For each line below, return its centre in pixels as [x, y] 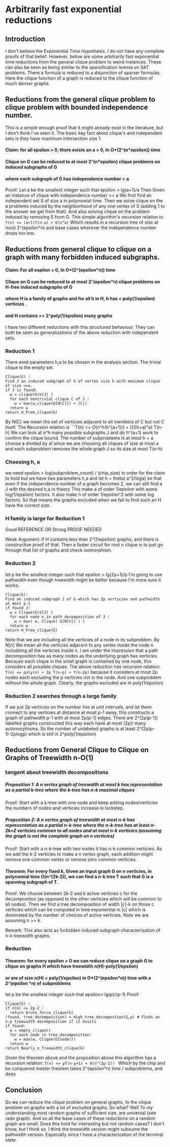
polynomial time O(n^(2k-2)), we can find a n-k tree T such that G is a [79, 876]
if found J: [18, 608]
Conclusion [24, 1090]
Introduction [25, 39]
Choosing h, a [23, 462]
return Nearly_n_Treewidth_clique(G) [45, 1048]
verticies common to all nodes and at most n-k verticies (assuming [89, 830]
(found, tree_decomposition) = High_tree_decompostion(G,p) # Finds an [82, 1017]
